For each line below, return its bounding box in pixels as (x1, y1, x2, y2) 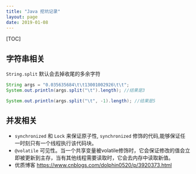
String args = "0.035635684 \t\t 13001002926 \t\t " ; (6, 82, 130, 88)
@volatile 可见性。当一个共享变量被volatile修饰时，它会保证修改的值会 (14, 147, 185, 154)
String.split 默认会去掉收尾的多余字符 (6, 71, 101, 78)
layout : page (6, 14, 38, 20)
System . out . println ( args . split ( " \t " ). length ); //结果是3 (6, 88, 145, 93)
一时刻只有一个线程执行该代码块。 (14, 140, 97, 147)
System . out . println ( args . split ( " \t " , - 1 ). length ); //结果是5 (6, 98, 156, 104)
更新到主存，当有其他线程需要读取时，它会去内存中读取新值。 (25, 154, 174, 161)
